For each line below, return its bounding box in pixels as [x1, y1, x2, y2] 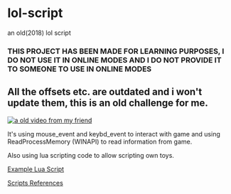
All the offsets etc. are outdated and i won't [7, 86, 203, 98]
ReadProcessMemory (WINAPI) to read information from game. [7, 137, 193, 146]
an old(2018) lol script [7, 28, 71, 37]
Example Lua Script [7, 165, 65, 173]
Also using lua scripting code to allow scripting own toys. [7, 151, 174, 159]
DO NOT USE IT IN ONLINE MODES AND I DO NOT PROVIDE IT [7, 55, 222, 65]
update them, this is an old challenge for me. [7, 97, 208, 109]
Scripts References [7, 178, 64, 187]
